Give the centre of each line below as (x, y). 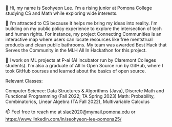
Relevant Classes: (24, 81)
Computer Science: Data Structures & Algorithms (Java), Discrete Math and (85, 91)
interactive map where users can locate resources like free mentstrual (79, 39)
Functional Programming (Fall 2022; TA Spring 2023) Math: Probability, (80, 96)
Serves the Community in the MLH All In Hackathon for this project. (76, 50)
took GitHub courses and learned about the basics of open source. (76, 71)
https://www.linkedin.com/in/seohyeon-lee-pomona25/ (63, 119)
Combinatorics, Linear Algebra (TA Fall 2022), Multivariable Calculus (78, 101)
